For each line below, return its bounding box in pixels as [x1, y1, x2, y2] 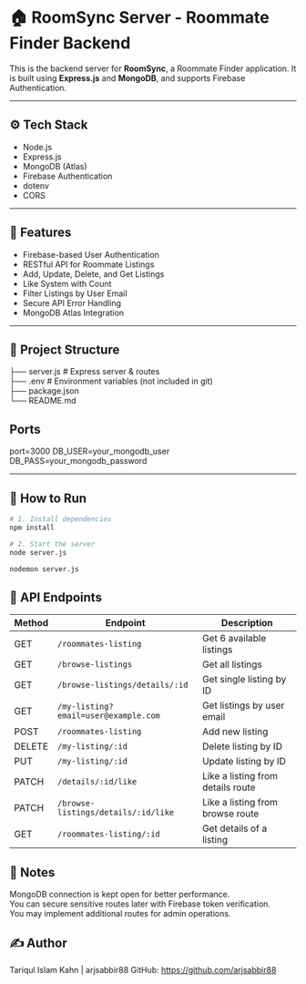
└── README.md [9, 395, 76, 406]
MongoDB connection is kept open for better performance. [9, 889, 230, 899]
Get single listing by [201, 673, 287, 686]
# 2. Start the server [9, 539, 96, 548]
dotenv [22, 179, 50, 191]
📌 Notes [9, 865, 56, 880]
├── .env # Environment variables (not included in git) [9, 375, 214, 387]
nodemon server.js [9, 564, 79, 574]
